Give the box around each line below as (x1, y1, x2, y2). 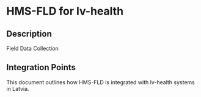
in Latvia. (6, 85, 29, 92)
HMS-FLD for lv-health (6, 4, 124, 18)
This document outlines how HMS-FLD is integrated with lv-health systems (6, 78, 196, 86)
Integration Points (6, 62, 76, 73)
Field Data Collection (6, 45, 59, 52)
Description (6, 29, 52, 39)
